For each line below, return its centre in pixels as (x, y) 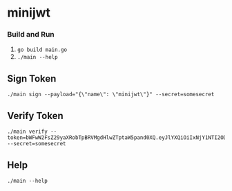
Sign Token (32, 79)
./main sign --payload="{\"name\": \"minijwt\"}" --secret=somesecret (111, 95)
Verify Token (35, 116)
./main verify (28, 132)
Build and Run (31, 35)
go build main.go (42, 50)
